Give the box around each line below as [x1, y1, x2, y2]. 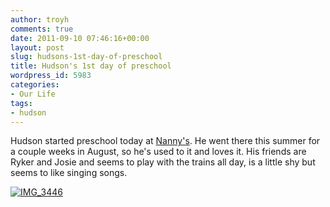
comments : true [10, 24, 74, 34]
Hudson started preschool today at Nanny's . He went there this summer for [10, 135, 321, 147]
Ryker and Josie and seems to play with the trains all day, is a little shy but [10, 156, 316, 168]
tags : [10, 98, 33, 108]
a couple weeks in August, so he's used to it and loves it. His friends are [10, 146, 307, 158]
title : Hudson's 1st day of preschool [10, 61, 172, 71]
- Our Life [10, 89, 56, 99]
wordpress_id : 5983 [10, 71, 92, 81]
